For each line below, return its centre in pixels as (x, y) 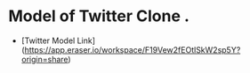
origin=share (44, 59)
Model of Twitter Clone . (99, 16)
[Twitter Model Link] (58, 40)
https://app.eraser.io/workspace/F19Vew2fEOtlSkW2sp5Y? (133, 49)
